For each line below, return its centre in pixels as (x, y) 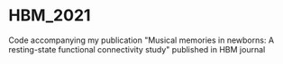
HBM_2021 (50, 16)
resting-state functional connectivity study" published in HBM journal (137, 49)
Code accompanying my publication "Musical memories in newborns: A (141, 40)
